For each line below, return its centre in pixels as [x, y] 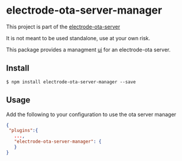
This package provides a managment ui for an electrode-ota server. [88, 49]
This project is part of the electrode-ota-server [63, 27]
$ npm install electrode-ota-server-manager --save [71, 82]
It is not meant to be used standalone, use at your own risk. [78, 38]
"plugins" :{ [23, 131]
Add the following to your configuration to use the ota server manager [91, 114]
